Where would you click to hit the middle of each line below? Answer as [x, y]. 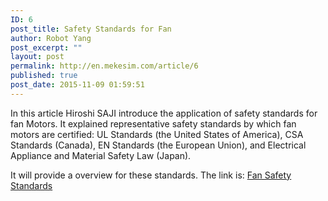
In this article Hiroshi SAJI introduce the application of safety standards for [164, 113]
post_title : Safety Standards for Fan [91, 29]
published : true [44, 76]
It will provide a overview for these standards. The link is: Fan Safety [151, 175]
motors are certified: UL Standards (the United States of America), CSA [157, 134]
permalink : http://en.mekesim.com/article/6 [104, 66]
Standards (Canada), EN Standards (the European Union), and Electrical [158, 145]
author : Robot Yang [51, 38]
